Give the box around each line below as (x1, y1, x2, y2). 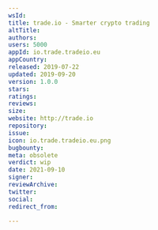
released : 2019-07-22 (8, 63, 80, 71)
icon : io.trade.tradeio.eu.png (8, 136, 111, 145)
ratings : (8, 92, 37, 100)
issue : (8, 129, 30, 137)
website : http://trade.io (8, 115, 93, 123)
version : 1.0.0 (8, 77, 58, 85)
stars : (8, 85, 30, 93)
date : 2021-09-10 (8, 166, 66, 174)
